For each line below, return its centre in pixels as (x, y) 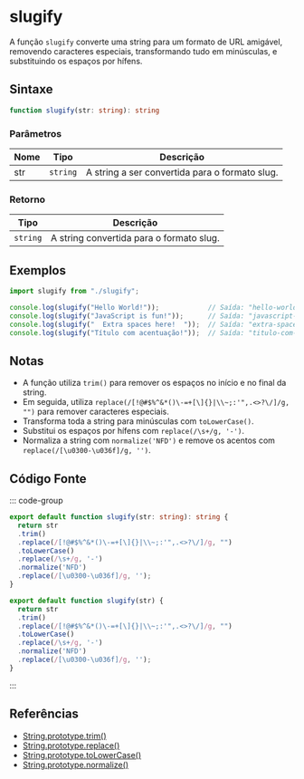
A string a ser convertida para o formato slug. (182, 172)
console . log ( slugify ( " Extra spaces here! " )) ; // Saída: (127, 324)
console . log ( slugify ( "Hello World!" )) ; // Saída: (127, 307)
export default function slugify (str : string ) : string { (119, 517)
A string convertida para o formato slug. (135, 238)
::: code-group (36, 501)
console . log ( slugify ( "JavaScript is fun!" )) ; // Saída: (127, 316)
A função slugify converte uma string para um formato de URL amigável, (146, 42)
